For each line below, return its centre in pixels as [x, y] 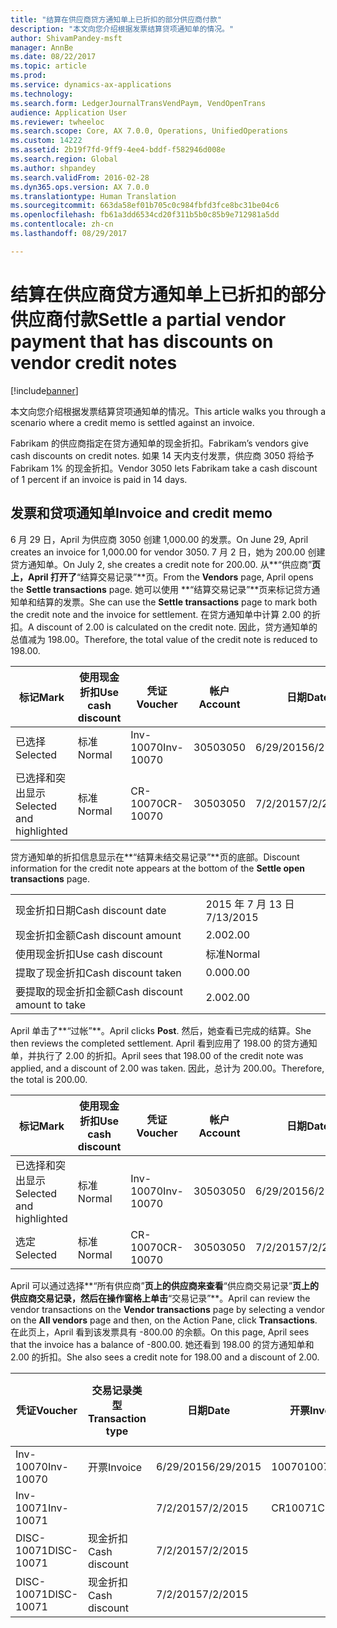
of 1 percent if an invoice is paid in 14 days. [99, 479]
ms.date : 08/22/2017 [53, 57]
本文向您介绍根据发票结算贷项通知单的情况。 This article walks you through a [168, 411]
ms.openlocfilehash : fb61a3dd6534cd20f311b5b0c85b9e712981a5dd [145, 215]
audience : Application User [69, 112]
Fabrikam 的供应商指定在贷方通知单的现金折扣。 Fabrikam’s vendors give [159, 443]
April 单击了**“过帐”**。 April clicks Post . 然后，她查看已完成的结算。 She [161, 1030]
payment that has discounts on [142, 341]
